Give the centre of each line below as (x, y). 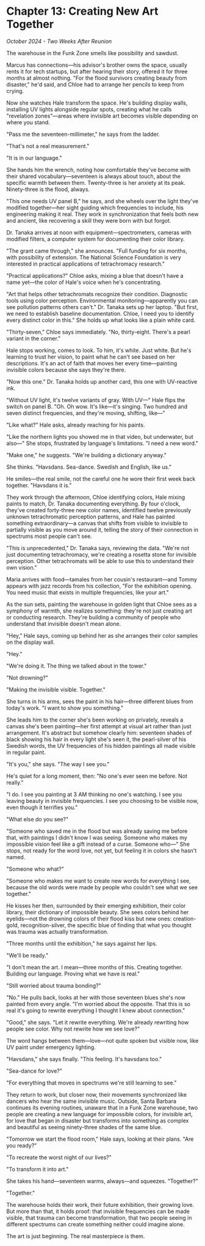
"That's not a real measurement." (48, 146)
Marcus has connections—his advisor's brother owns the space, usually (97, 65)
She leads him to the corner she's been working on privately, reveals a (95, 720)
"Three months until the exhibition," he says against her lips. (82, 943)
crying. (15, 91)
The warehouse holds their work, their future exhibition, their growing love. (100, 1204)
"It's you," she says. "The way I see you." (58, 764)
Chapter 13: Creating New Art (82, 11)
